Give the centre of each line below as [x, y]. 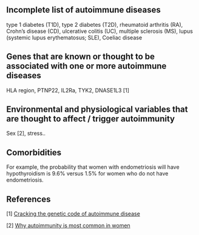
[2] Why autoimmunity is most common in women [68, 226]
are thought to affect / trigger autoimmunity [90, 119]
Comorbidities [34, 152]
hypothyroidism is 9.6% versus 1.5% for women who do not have [87, 174]
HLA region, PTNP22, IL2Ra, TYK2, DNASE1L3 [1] [68, 90]
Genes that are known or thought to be [80, 57]
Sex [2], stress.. [26, 134]
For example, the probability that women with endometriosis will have [93, 167]
